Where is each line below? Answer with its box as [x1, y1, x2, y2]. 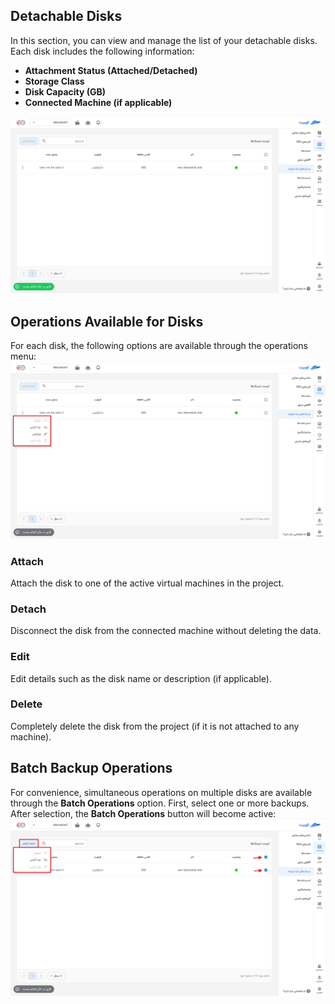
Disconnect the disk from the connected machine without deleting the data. [10, 625, 322, 637]
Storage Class [24, 75, 85, 87]
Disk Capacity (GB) [24, 85, 107, 98]
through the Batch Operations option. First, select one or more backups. [10, 797, 310, 809]
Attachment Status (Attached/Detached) [24, 64, 198, 76]
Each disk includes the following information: [10, 45, 195, 57]
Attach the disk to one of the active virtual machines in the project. [10, 577, 285, 589]
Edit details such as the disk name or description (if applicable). [10, 672, 272, 684]
